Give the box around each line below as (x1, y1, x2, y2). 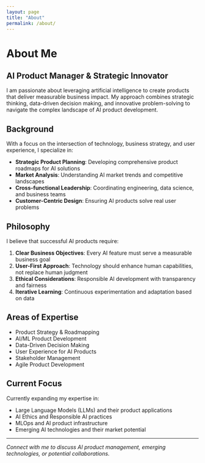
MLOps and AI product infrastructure (15, 419, 108, 426)
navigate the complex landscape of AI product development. (6, 106, 159, 113)
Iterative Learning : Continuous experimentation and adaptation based (15, 288, 192, 295)
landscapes (15, 178, 45, 185)
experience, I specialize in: (6, 147, 73, 154)
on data (15, 295, 35, 302)
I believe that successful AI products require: (6, 238, 119, 244)
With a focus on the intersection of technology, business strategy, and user (6, 140, 195, 147)
